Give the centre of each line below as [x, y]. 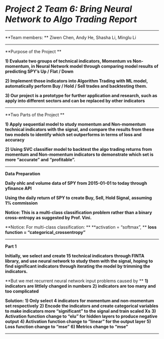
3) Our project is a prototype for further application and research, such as [81, 95]
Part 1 [11, 246]
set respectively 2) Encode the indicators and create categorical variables [82, 306]
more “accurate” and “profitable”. [40, 159]
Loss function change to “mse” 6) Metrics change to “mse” [67, 326]
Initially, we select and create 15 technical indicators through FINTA [75, 255]
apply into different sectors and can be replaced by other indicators [75, 101]
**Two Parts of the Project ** [35, 115]
